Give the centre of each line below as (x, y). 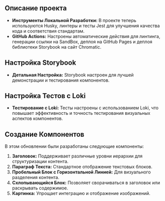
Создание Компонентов (45, 134)
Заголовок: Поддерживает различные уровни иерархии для (77, 156)
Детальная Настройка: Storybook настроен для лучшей (73, 75)
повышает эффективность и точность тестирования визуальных (81, 113)
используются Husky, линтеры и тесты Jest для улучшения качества (86, 26)
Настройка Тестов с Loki (45, 96)
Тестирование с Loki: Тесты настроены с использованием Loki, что (85, 108)
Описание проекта (36, 8)
